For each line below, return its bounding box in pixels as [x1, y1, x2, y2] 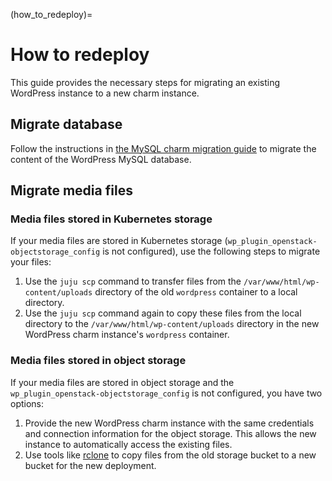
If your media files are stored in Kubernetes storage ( [10, 235, 228, 247]
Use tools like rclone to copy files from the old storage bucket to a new [24, 449, 317, 461]
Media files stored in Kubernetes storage [10, 212, 213, 226]
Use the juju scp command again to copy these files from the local [24, 307, 302, 319]
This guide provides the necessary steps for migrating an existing [10, 76, 281, 88]
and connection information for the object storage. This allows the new [24, 427, 317, 439]
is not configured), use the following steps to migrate [102, 245, 321, 258]
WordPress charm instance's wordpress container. [24, 329, 230, 341]
